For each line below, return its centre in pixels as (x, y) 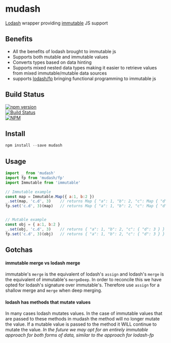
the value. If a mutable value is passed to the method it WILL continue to (81, 324)
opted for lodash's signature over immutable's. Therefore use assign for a (82, 285)
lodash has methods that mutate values (48, 302)
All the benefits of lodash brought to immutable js (64, 51)
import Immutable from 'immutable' (43, 182)
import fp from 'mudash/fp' (35, 178)
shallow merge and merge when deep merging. (54, 290)
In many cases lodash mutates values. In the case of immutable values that (84, 313)
